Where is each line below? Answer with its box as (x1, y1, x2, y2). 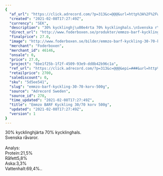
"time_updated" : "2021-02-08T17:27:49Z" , (9, 98, 95, 103)
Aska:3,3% (5, 160, 27, 166)
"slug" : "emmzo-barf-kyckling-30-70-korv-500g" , (9, 84, 110, 89)
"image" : (9, 39, 27, 44)
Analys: (5, 145, 20, 151)
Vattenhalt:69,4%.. (5, 165, 43, 171)
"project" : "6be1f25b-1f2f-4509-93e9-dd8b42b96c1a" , (9, 61, 118, 66)
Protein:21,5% (5, 150, 33, 156)
